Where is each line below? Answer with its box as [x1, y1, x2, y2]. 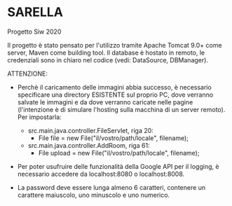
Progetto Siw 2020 [7, 27, 62, 36]
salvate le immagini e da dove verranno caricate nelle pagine [17, 97, 193, 106]
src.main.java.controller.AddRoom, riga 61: [27, 141, 150, 149]
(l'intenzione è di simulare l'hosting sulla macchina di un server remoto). [17, 105, 226, 114]
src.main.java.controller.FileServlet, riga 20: [27, 126, 154, 135]
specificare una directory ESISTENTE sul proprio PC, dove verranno [17, 90, 214, 99]
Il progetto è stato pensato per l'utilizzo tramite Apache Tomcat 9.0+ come [7, 41, 222, 49]
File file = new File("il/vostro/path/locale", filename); [38, 134, 189, 142]
